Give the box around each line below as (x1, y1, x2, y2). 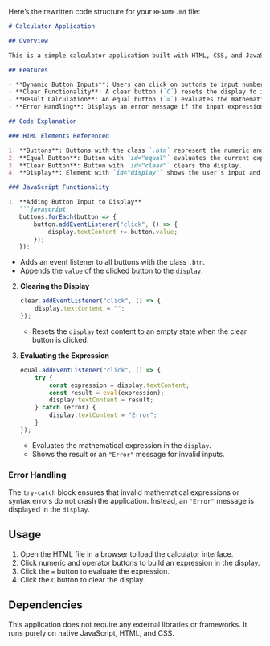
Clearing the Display (19, 282, 90, 291)
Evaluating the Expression (19, 350, 110, 360)
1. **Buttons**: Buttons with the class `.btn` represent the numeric (8, 146, 250, 154)
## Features (8, 66, 48, 74)
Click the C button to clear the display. (19, 574, 145, 584)
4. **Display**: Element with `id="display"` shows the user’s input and (8, 169, 261, 177)
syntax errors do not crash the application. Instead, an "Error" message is (8, 496, 255, 506)
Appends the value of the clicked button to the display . (19, 265, 203, 276)
